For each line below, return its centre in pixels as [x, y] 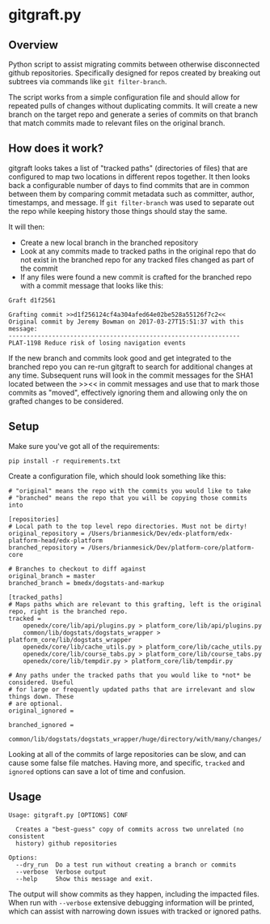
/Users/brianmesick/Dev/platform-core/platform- [171, 548]
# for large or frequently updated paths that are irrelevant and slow [131, 689]
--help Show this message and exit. [84, 879]
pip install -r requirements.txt [65, 461]
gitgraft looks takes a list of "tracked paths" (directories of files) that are [128, 168]
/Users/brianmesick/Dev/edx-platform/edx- [160, 533]
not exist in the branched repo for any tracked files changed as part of [137, 259]
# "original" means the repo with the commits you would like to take [130, 491]
